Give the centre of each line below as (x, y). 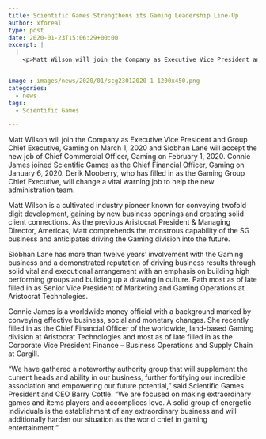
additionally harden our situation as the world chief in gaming (108, 419)
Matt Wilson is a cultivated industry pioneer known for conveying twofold (127, 206)
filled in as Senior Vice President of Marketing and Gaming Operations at (126, 288)
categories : (28, 88)
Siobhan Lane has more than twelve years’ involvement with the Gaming (126, 255)
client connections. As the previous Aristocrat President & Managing (120, 222)
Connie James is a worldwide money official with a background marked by (130, 312)
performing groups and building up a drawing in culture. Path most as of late (133, 280)
